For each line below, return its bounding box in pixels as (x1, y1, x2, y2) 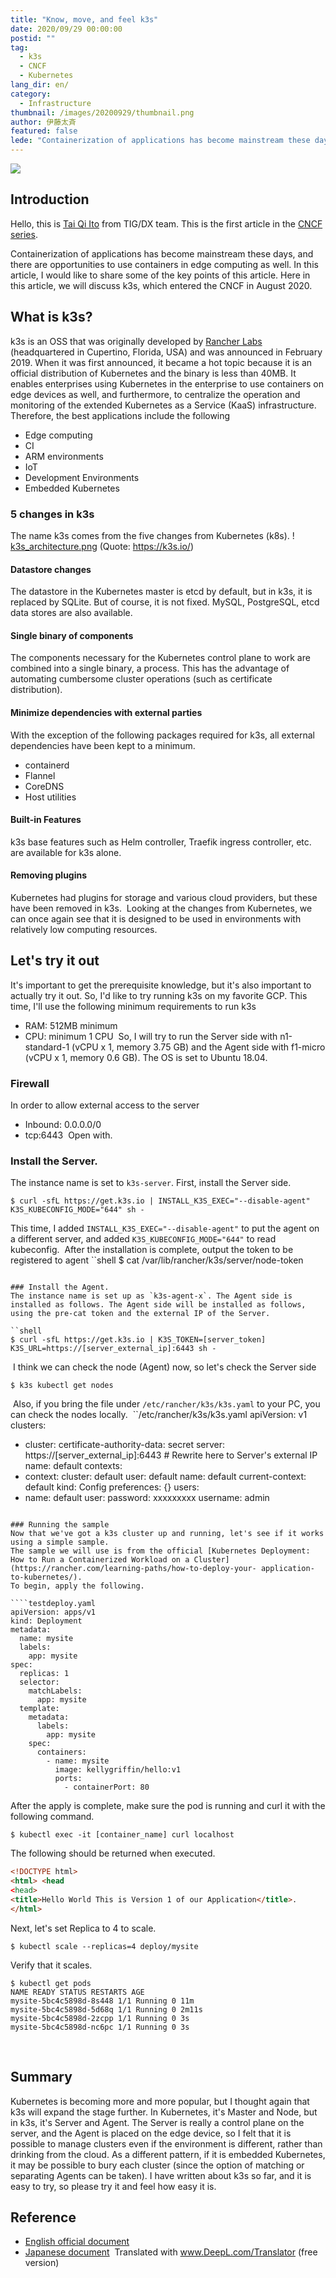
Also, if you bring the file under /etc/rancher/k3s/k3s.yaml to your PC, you (12, 1398, 321, 1410)
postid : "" (10, 33, 56, 43)
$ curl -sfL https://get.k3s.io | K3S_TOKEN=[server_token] (10, 1335, 267, 1345)
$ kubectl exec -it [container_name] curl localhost (10, 1830, 235, 1840)
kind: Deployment (10, 1616, 83, 1626)
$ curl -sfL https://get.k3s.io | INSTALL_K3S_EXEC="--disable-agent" (10, 1196, 311, 1206)
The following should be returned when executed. (10, 1847, 216, 1860)
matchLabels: (28, 1686, 83, 1696)
